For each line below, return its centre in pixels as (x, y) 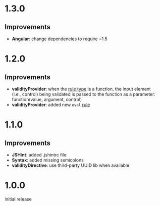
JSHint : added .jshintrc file (39, 155)
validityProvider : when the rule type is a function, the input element (81, 89)
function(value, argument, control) (47, 99)
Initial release (18, 199)
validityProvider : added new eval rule (51, 105)
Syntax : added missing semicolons (48, 160)
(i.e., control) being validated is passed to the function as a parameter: (83, 94)
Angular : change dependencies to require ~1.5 (59, 39)
